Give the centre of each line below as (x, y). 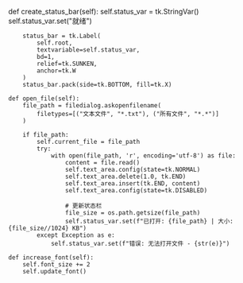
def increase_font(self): (51, 258)
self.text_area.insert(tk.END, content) (133, 184)
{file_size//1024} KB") (48, 228)
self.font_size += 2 (56, 265)
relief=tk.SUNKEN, (67, 64)
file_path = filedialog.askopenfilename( (92, 106)
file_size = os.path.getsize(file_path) (133, 213)
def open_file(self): (44, 99)
